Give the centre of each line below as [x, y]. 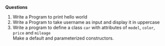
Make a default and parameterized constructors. [63, 38]
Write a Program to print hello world [50, 17]
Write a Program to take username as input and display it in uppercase [86, 22]
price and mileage [31, 33]
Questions [16, 7]
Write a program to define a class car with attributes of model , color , [84, 27]
